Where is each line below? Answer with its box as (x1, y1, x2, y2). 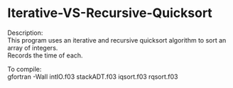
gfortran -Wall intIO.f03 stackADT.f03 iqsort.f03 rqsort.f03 (7, 72, 179, 81)
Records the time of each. (7, 51, 83, 60)
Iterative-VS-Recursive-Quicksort (7, 5, 213, 21)
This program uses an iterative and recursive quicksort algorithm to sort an (7, 35, 227, 44)
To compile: (7, 65, 42, 73)
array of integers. (7, 43, 58, 52)
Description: (7, 28, 43, 37)
